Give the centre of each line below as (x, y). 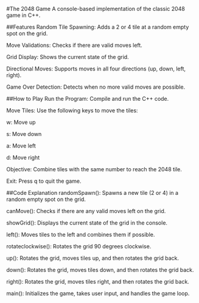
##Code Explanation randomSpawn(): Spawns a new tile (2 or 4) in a (92, 193)
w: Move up (21, 122)
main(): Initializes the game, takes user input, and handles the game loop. (98, 293)
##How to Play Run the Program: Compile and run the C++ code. (88, 99)
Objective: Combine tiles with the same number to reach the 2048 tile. (94, 169)
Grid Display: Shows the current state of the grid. (68, 57)
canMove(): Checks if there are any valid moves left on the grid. (86, 211)
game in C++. (23, 15)
